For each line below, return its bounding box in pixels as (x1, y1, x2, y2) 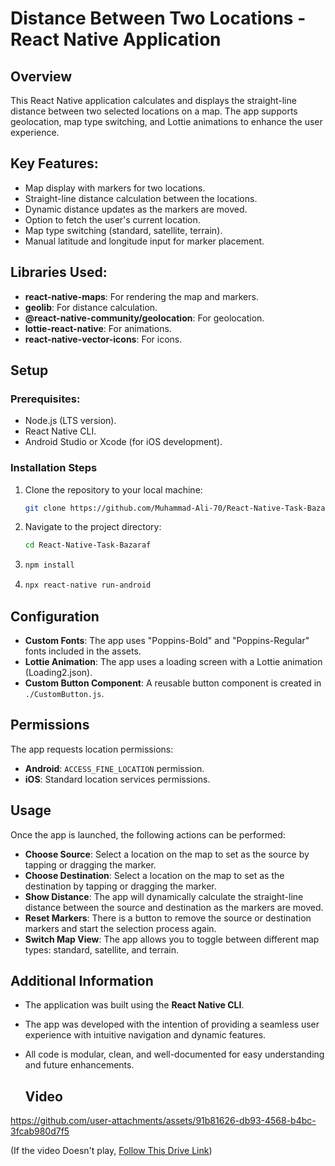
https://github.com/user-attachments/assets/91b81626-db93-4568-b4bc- (10, 1115, 317, 1127)
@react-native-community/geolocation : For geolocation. (24, 312, 265, 324)
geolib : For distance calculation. (24, 301, 158, 313)
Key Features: (10, 155, 99, 172)
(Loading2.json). (24, 666, 93, 678)
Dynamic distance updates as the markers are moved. (24, 203, 248, 215)
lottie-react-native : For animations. (24, 322, 172, 334)
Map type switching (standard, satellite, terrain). (24, 224, 223, 236)
